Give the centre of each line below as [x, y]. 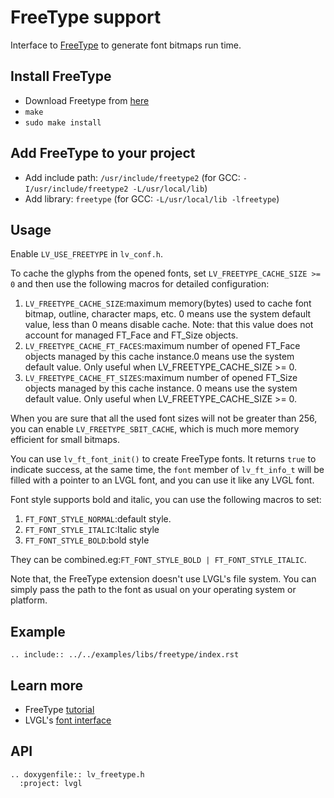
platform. [29, 600]
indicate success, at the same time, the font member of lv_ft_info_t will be [167, 470]
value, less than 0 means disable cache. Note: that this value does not [169, 325]
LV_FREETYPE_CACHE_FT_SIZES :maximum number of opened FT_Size [161, 378]
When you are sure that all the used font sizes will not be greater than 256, [164, 418]
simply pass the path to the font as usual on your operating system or [153, 590]
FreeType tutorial [59, 709]
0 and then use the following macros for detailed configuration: [140, 284]
